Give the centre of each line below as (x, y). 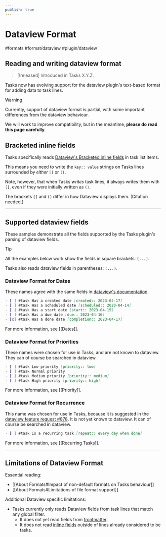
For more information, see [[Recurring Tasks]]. (52, 443)
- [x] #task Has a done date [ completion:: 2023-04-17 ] (64, 319)
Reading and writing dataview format (63, 63)
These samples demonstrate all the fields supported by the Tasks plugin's (80, 234)
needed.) (14, 202)
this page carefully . (25, 130)
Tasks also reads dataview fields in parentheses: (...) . (61, 268)
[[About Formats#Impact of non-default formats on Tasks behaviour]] (83, 484)
